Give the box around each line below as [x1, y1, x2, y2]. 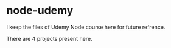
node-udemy [6, 4, 74, 17]
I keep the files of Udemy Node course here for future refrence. [6, 23, 166, 31]
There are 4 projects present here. [6, 35, 92, 42]
